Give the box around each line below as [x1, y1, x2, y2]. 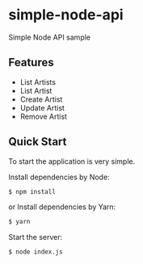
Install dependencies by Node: [8, 172, 111, 182]
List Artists [19, 77, 57, 86]
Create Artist [19, 94, 63, 104]
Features [8, 56, 54, 69]
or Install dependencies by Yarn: [8, 202, 116, 212]
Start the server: [8, 233, 63, 242]
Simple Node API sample [8, 32, 91, 42]
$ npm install [8, 187, 57, 195]
